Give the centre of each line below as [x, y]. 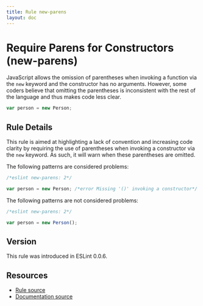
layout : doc [21, 18]
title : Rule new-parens [37, 12]
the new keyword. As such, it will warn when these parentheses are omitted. [101, 155]
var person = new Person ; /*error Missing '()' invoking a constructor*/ [102, 189]
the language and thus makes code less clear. [64, 97]
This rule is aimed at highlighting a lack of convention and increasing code [100, 142]
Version [21, 242]
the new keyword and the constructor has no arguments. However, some [97, 84]
